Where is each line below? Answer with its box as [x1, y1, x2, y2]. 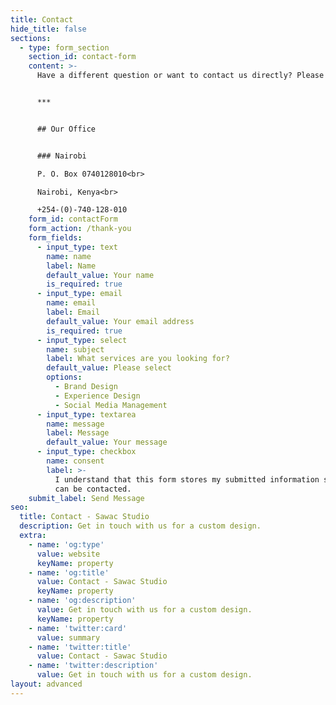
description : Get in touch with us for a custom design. [19, 521, 262, 531]
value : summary [36, 632, 101, 643]
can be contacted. [54, 484, 132, 494]
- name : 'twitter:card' [28, 623, 128, 633]
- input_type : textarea [36, 409, 137, 420]
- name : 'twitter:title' [28, 642, 132, 652]
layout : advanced [10, 679, 83, 689]
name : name [46, 251, 92, 261]
